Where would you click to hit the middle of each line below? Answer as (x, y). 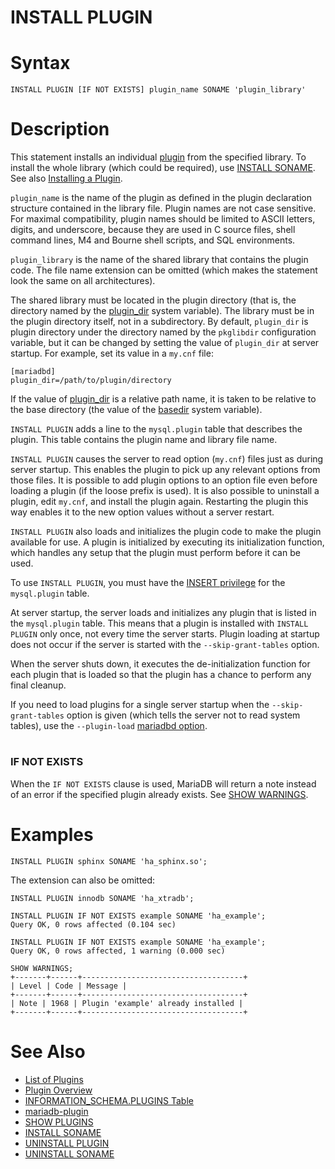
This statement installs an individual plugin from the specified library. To (158, 157)
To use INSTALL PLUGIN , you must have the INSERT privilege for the (148, 583)
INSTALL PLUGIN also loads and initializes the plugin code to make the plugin (166, 532)
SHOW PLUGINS (59, 1122)
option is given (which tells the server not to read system (183, 715)
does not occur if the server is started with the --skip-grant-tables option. (165, 645)
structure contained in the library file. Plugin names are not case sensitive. (163, 208)
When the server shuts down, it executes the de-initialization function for (160, 664)
